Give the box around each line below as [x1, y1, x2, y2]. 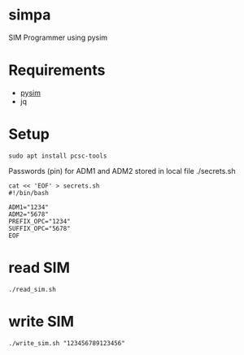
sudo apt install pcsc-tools [8, 152, 107, 160]
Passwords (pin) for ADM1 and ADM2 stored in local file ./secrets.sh [8, 166, 236, 175]
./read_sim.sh [8, 285, 57, 293]
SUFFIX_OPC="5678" [8, 224, 71, 232]
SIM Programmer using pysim [8, 32, 108, 42]
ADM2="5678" [8, 210, 49, 219]
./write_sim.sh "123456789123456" [8, 339, 126, 347]
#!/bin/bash [8, 188, 49, 197]
